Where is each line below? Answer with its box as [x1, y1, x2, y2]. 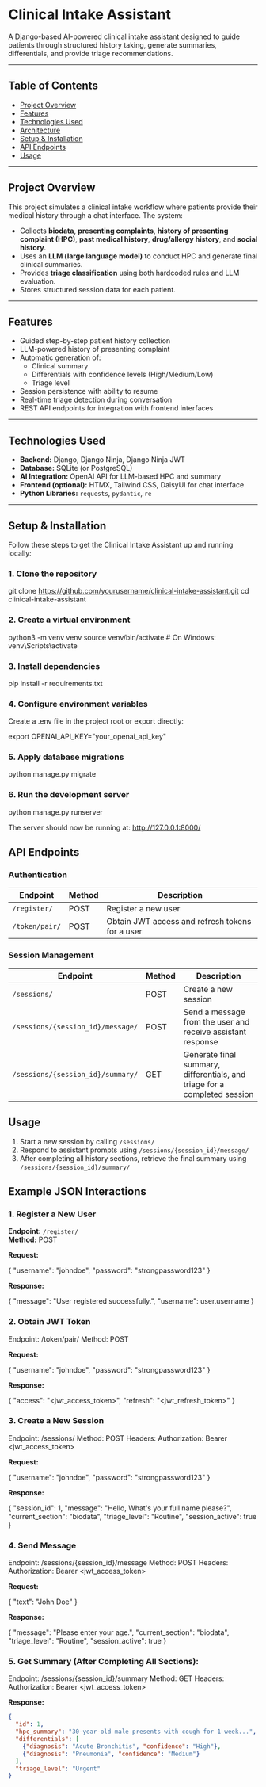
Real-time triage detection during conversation [19, 395, 173, 405]
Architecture [19, 125, 61, 135]
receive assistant [183, 1026, 247, 1037]
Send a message [183, 1006, 245, 1018]
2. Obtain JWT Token [8, 1316, 91, 1327]
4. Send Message [8, 1540, 77, 1551]
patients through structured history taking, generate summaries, [8, 40, 218, 49]
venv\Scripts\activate [8, 640, 78, 651]
